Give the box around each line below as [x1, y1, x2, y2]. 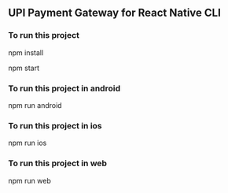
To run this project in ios [8, 120, 102, 131]
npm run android [8, 100, 62, 109]
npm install [8, 47, 44, 58]
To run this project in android [8, 83, 120, 94]
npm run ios [8, 138, 47, 148]
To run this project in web [8, 158, 108, 169]
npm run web [8, 176, 51, 185]
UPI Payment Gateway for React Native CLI [8, 6, 222, 20]
